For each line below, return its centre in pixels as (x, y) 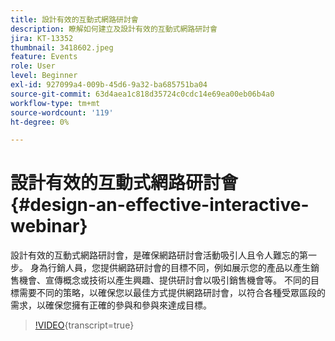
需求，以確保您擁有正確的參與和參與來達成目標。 (111, 305)
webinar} (49, 226)
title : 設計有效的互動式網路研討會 (74, 19)
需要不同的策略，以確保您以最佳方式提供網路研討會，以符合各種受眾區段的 (172, 293)
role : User (33, 66)
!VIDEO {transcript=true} (84, 325)
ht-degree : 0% (40, 122)
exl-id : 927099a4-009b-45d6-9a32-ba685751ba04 (109, 85)
